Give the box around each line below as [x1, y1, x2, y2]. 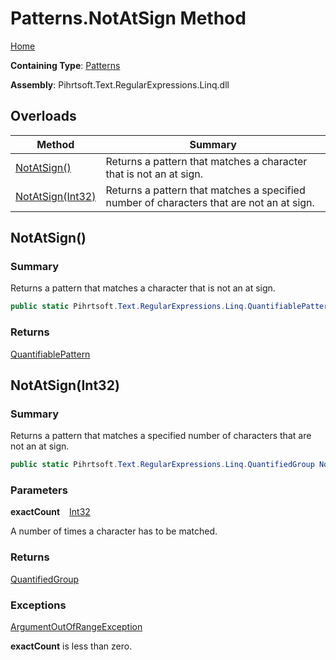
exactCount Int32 [10, 506, 91, 518]
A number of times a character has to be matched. [10, 525, 218, 537]
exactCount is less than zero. [10, 640, 133, 652]
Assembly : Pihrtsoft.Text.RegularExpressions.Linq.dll [10, 78, 230, 91]
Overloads [10, 108, 77, 125]
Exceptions [10, 598, 67, 612]
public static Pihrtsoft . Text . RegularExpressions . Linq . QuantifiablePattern [10, 302, 333, 312]
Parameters [10, 483, 68, 497]
